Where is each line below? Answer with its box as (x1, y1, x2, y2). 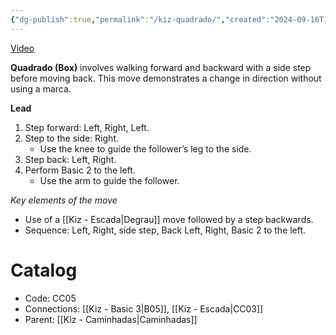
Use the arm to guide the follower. (39, 174, 180, 186)
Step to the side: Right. (24, 132, 119, 144)
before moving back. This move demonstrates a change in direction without (10, 72, 322, 84)
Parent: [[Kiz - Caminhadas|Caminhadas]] (24, 313, 198, 325)
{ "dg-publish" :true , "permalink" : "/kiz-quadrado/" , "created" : (10, 14, 271, 25)
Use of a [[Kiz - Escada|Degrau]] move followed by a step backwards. (24, 213, 314, 225)
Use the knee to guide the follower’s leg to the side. (39, 142, 252, 155)
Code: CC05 (24, 292, 77, 304)
